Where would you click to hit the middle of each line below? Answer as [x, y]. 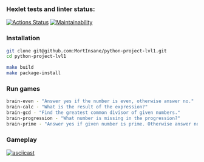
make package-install [34, 73]
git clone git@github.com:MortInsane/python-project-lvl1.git [87, 51]
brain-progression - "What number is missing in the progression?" [93, 118]
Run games [23, 89]
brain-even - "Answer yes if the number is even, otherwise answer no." [100, 101]
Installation [23, 38]
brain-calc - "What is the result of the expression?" [77, 107]
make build [20, 68]
